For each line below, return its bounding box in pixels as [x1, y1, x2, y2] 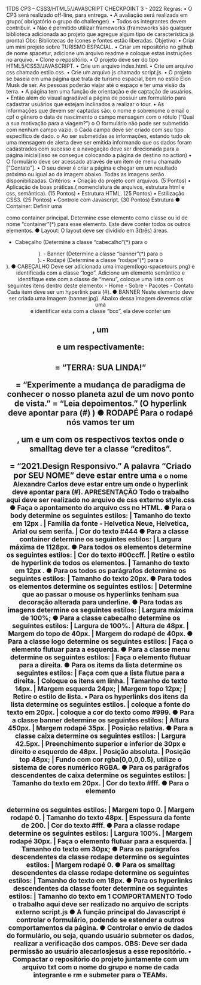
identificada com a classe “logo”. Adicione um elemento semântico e [16, 269, 185, 276]
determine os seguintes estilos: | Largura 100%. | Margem [8, 829, 193, 838]
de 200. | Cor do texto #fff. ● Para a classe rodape [20, 821, 181, 830]
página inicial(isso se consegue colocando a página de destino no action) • [6, 152, 192, 158]
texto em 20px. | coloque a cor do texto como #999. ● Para [7, 707, 194, 716]
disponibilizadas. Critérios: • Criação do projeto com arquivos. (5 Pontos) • [6, 177, 191, 184]
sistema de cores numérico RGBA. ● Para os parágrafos [11, 763, 190, 772]
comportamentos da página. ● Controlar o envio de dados [8, 923, 193, 932]
